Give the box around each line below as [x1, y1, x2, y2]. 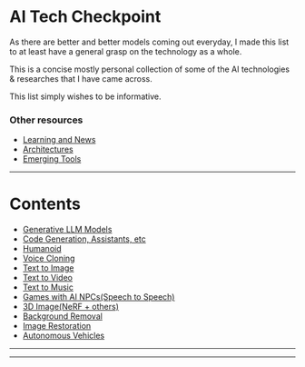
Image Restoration [22, 321, 92, 332]
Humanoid [22, 243, 62, 254]
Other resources [9, 114, 84, 126]
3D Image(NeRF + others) [22, 302, 120, 312]
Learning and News [22, 134, 96, 145]
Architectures [22, 144, 74, 155]
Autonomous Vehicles [22, 330, 105, 342]
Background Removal [22, 311, 103, 322]
